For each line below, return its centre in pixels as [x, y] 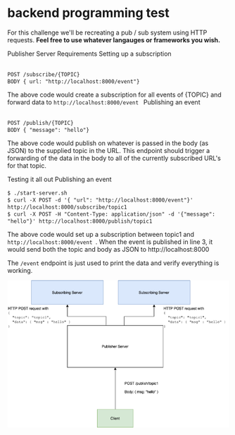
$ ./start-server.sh [38, 193]
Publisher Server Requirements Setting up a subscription [89, 54]
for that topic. [27, 165]
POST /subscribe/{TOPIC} [44, 74]
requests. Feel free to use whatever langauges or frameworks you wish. [114, 39]
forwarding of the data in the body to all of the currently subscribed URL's [114, 158]
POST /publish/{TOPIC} [40, 123]
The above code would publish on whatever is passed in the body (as [108, 143]
